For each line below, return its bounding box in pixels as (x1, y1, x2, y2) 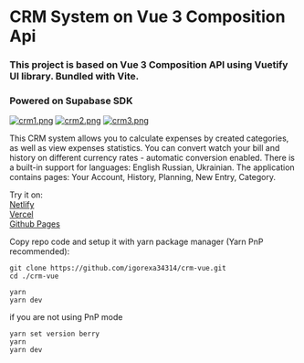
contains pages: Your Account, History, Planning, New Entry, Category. (9, 172, 277, 183)
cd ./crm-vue (9, 272, 59, 281)
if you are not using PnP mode (9, 312, 123, 323)
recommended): (9, 246, 70, 257)
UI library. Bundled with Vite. (9, 70, 140, 83)
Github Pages (9, 219, 61, 230)
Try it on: (9, 189, 44, 200)
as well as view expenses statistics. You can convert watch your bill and (9, 143, 280, 154)
